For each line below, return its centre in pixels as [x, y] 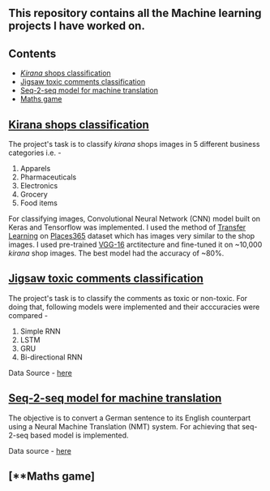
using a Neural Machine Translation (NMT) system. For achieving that [124, 426]
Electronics [39, 186]
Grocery [34, 195]
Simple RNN [40, 331]
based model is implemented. [79, 435]
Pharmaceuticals [48, 177]
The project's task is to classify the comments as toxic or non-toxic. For [128, 298]
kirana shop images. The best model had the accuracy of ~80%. [116, 253]
